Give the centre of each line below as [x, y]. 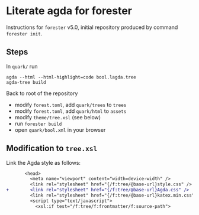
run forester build [38, 123]
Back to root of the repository [42, 93]
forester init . [24, 33]
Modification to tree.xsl [52, 149]
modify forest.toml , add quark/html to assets [70, 111]
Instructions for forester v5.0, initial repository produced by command [92, 27]
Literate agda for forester [69, 11]
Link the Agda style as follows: [44, 162]
